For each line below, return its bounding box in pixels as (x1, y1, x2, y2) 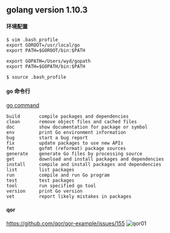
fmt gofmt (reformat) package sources (6, 145, 126, 151)
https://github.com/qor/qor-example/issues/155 (6, 220, 126, 227)
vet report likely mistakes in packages (6, 193, 132, 199)
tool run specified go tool (6, 182, 97, 188)
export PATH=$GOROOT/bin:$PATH (6, 47, 86, 54)
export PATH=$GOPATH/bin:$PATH (6, 63, 86, 70)
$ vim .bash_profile (6, 37, 59, 43)
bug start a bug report (6, 134, 88, 141)
